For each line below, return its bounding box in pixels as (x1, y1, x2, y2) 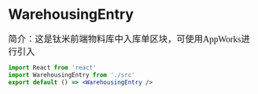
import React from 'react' (8, 63, 97, 71)
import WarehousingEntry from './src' (8, 70, 135, 79)
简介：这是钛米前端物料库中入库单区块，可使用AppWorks (8, 34, 241, 45)
